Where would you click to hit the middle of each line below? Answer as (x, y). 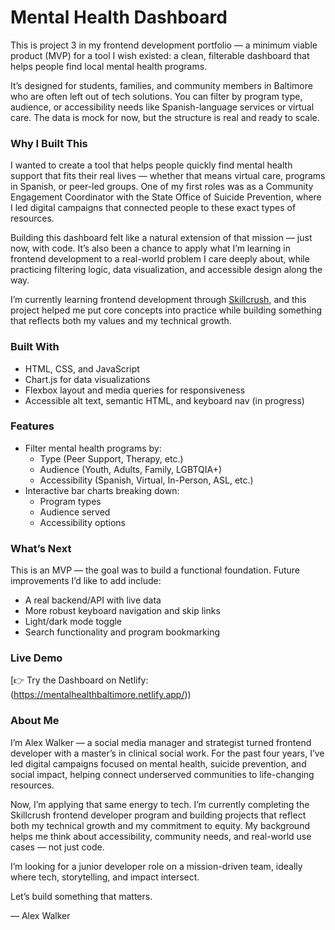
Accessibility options (82, 522)
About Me (35, 721)
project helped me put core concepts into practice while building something (166, 310)
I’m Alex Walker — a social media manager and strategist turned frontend (161, 742)
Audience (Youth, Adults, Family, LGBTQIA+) (131, 469)
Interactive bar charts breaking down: (102, 490)
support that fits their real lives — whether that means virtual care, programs (168, 176)
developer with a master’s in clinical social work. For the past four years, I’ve (167, 753)
